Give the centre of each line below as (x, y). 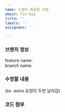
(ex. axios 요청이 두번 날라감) (33, 91)
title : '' (15, 18)
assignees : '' (19, 28)
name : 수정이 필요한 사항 (27, 9)
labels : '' (16, 23)
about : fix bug (20, 14)
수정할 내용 (17, 79)
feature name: (19, 61)
